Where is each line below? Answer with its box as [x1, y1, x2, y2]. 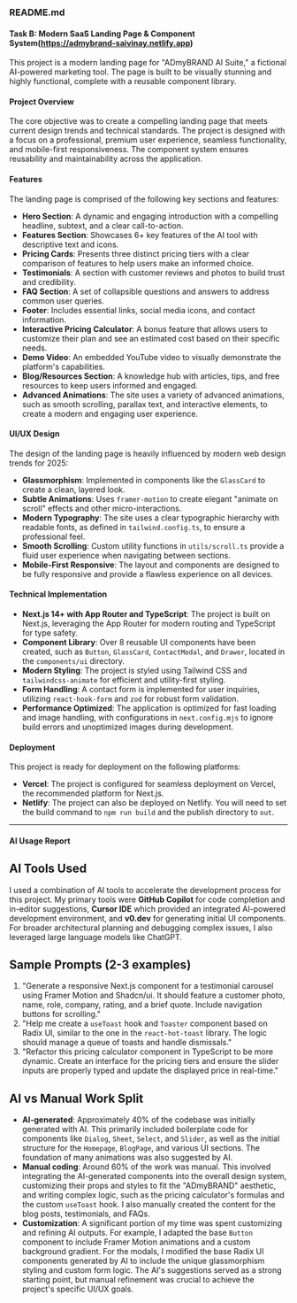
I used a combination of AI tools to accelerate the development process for [9, 884, 282, 895]
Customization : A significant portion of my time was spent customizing [21, 1218, 283, 1229]
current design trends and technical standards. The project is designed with [9, 126, 286, 136]
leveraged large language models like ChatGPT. [9, 931, 183, 942]
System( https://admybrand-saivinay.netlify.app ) [9, 37, 194, 48]
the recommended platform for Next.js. [21, 788, 164, 798]
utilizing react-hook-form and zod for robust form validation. [21, 693, 240, 704]
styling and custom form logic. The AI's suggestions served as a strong [21, 1265, 282, 1276]
